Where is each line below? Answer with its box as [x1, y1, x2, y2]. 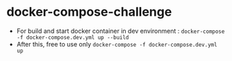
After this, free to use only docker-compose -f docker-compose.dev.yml [16, 40, 217, 48]
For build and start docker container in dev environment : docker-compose [16, 27, 225, 35]
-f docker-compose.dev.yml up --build [16, 34, 129, 41]
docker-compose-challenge [6, 4, 172, 20]
